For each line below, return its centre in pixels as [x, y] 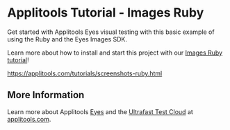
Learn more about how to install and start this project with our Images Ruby [115, 53]
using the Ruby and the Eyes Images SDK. [67, 39]
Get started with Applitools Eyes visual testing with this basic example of [111, 32]
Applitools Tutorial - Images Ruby [106, 13]
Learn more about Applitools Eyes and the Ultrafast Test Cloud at [100, 111]
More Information [46, 95]
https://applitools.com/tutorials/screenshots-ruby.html [85, 73]
